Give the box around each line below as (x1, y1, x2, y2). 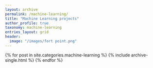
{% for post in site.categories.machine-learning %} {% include (5, 52, 130, 58)
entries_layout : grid (5, 30, 49, 34)
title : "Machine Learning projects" (5, 16, 79, 21)
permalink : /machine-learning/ (5, 12, 68, 17)
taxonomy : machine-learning (5, 25, 62, 30)
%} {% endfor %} (28, 57, 63, 63)
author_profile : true (5, 20, 49, 26)
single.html (5, 57, 27, 63)
